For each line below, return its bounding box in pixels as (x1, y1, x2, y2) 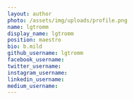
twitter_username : (7, 63, 61, 70)
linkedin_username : (7, 75, 65, 83)
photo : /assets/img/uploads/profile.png (7, 17, 128, 24)
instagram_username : (7, 69, 68, 76)
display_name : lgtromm (7, 30, 74, 37)
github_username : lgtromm (7, 50, 83, 57)
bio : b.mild (7, 43, 42, 50)
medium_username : (7, 82, 59, 89)
